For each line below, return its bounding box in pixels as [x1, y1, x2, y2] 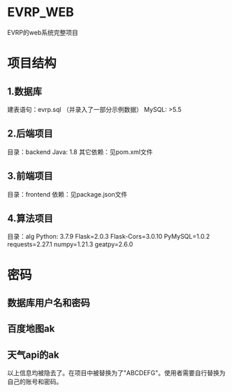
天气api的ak [7, 349, 59, 360]
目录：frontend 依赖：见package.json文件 [7, 190, 128, 198]
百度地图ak [7, 323, 55, 335]
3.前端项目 [7, 170, 54, 182]
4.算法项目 [7, 212, 54, 224]
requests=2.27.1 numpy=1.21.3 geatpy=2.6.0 [7, 240, 133, 248]
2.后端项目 [7, 127, 54, 140]
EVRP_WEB [7, 4, 75, 20]
